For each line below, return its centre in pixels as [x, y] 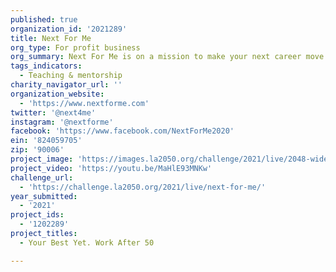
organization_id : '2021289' [69, 29]
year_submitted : [44, 196]
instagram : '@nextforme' [62, 122]
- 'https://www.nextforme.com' [84, 103]
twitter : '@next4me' [53, 112]
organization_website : [57, 94]
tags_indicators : [46, 66]
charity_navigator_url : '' [66, 85]
